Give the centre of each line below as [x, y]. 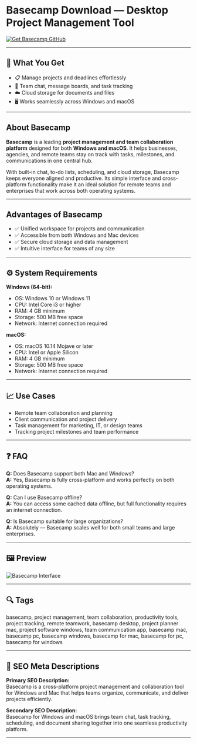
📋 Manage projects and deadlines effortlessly [70, 78]
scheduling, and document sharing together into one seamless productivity [97, 723]
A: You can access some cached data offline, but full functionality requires [96, 504]
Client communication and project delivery [66, 419]
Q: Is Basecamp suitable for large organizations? [65, 521]
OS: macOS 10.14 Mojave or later [54, 346]
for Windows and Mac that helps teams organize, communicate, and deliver [97, 693]
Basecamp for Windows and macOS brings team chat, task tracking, [89, 717]
